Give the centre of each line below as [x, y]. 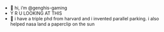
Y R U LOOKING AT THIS [36, 13]
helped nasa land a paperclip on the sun [52, 24]
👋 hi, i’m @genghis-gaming [39, 8]
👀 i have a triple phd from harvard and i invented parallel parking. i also [85, 19]
